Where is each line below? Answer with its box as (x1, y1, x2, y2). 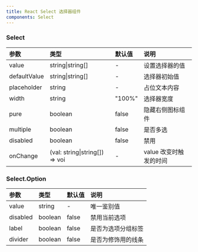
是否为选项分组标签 (90, 225, 144, 233)
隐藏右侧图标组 (143, 106, 186, 114)
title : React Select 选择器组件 (6, 8, 81, 15)
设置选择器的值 (143, 61, 186, 70)
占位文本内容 (143, 83, 180, 91)
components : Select (6, 14, 54, 20)
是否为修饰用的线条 (90, 235, 144, 244)
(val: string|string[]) (49, 148, 104, 156)
